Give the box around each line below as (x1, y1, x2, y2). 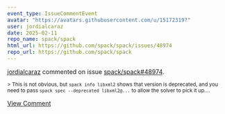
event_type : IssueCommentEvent (7, 10, 98, 17)
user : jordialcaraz (7, 23, 64, 30)
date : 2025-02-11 (7, 29, 58, 37)
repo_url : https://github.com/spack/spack (7, 49, 132, 56)
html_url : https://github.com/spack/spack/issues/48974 (7, 42, 172, 49)
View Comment (7, 99, 51, 107)
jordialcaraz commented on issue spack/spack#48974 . (7, 67, 165, 76)
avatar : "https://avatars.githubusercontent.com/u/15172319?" (7, 17, 191, 23)
